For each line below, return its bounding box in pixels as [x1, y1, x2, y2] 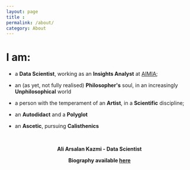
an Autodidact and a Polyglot [14, 111, 88, 118]
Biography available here [67, 157, 131, 164]
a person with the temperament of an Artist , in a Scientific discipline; [14, 100, 185, 107]
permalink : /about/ [6, 20, 54, 25]
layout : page [6, 8, 38, 15]
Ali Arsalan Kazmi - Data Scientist [57, 146, 142, 153]
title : [6, 14, 25, 20]
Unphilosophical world [14, 88, 72, 95]
